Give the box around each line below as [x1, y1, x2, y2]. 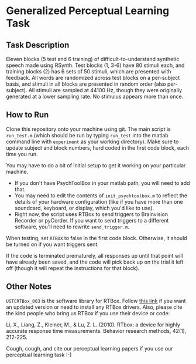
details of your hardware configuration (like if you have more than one [14, 198, 183, 205]
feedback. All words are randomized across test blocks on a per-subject [6, 75, 180, 81]
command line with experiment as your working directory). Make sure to [6, 138, 179, 145]
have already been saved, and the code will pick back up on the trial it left [6, 258, 184, 265]
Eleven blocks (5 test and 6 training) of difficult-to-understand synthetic [6, 56, 180, 62]
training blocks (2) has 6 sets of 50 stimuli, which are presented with [6, 68, 171, 75]
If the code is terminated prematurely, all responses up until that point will [6, 252, 183, 259]
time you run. [6, 150, 38, 157]
